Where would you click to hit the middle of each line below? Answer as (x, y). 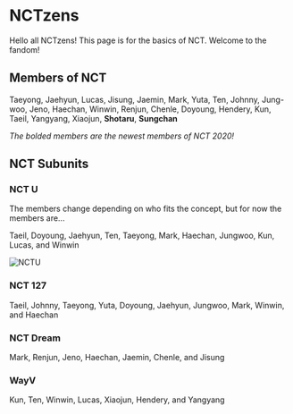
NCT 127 (28, 285)
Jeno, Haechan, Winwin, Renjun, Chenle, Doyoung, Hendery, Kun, (150, 109)
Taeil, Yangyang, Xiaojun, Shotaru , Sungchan (94, 118)
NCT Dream (35, 338)
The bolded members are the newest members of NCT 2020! (122, 136)
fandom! (25, 49)
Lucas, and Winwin (44, 245)
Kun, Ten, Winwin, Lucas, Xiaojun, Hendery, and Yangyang (117, 400)
